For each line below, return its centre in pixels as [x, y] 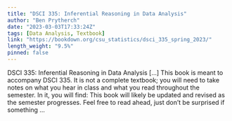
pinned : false [28, 53]
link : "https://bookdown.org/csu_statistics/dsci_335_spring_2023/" [110, 40]
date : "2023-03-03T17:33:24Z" [52, 27]
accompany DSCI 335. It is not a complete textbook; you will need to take [114, 80]
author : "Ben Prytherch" [44, 20]
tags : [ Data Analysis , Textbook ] [56, 33]
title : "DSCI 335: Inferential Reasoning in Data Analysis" [97, 14]
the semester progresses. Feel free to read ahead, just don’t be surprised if [116, 102]
